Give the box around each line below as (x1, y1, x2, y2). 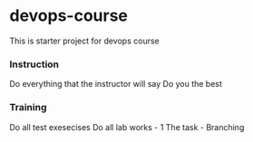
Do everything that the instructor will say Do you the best (9, 79, 222, 90)
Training (9, 101, 47, 114)
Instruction (9, 58, 60, 71)
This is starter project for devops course (9, 35, 161, 46)
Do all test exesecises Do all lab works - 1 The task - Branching (9, 121, 245, 132)
